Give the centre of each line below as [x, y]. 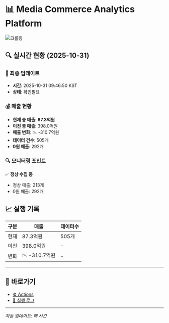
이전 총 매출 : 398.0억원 [35, 126]
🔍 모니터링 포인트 [26, 161]
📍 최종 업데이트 [22, 73]
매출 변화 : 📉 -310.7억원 [36, 132]
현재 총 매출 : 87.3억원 [34, 119]
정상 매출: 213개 [28, 185]
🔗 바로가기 [21, 282]
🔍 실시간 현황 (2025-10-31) [47, 56]
